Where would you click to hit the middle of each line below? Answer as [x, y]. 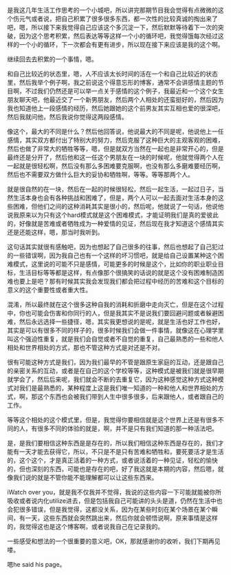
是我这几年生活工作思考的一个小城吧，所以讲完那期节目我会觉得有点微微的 [112, 10]
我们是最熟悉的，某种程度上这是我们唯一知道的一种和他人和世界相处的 [118, 388]
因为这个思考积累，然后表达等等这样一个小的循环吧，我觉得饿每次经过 [118, 36]
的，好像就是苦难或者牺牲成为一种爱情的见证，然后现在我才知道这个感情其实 [115, 223]
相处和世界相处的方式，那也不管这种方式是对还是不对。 [85, 347]
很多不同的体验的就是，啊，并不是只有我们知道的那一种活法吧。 [127, 428]
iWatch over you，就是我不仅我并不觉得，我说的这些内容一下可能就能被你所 [114, 492]
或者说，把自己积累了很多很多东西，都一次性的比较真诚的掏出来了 [124, 19]
